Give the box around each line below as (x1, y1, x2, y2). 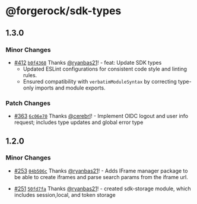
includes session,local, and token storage (14, 191, 116, 198)
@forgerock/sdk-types (5, 4, 122, 18)
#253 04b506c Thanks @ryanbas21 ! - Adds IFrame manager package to (14, 167, 188, 174)
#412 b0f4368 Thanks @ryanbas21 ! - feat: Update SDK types (14, 59, 162, 66)
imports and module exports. (34, 84, 106, 91)
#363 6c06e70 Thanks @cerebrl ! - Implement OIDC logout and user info (14, 113, 188, 120)
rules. (23, 71, 37, 78)
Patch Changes (5, 99, 51, 107)
